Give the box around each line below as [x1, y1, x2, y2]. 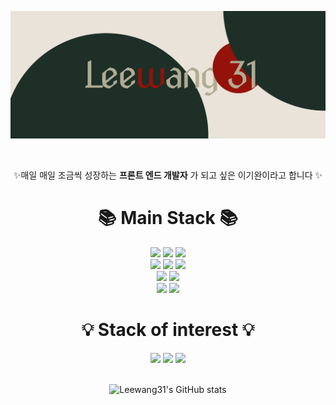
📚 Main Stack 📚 [98, 207, 238, 230]
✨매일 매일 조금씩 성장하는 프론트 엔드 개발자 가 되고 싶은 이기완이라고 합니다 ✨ [13, 169, 323, 181]
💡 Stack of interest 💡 [81, 319, 255, 341]
